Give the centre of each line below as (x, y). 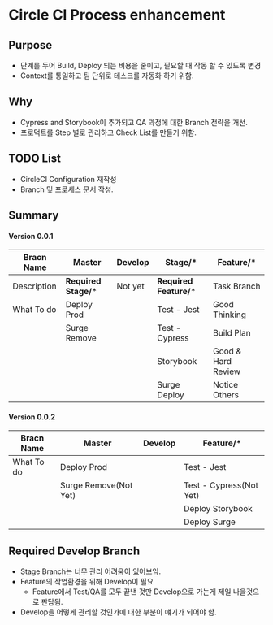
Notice (225, 385)
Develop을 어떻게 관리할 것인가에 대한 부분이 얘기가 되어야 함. (118, 612)
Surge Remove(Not (96, 485)
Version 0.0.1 (31, 236)
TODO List (35, 159)
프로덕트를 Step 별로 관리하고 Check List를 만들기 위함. (108, 132)
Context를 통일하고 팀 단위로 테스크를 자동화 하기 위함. (107, 76)
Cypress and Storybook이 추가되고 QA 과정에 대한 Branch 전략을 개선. (134, 122)
